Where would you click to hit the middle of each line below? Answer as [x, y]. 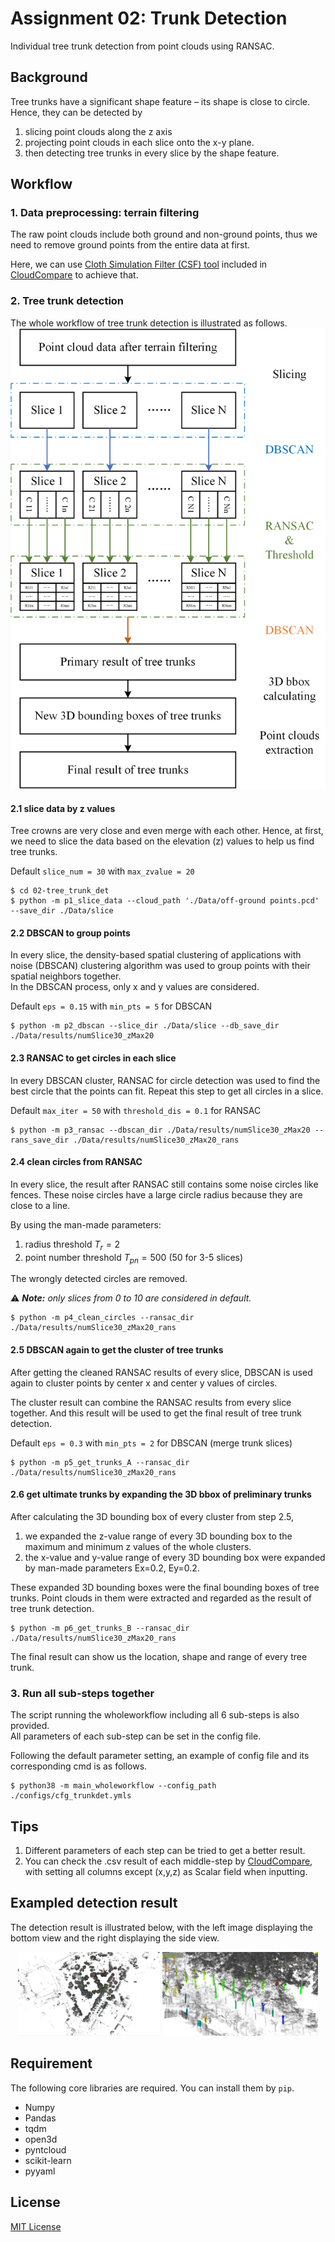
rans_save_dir [40, 1140]
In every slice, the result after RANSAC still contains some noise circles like [164, 1184]
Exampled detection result [94, 1903]
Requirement [51, 2063]
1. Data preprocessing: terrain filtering [105, 213]
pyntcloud [45, 2149]
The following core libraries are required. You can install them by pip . [152, 2088]
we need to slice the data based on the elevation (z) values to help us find [162, 841]
